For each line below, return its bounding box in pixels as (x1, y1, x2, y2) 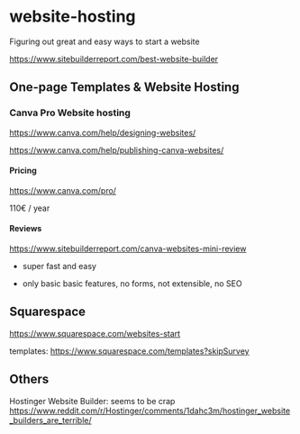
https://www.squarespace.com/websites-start (9, 328, 181, 339)
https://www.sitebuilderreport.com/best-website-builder (9, 53, 219, 64)
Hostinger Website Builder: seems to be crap (9, 395, 176, 406)
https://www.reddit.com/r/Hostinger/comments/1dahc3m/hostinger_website (9, 405, 291, 416)
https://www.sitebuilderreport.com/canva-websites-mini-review (9, 243, 247, 254)
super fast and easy (22, 261, 97, 272)
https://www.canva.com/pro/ (9, 185, 117, 195)
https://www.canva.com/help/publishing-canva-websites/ (9, 144, 224, 155)
